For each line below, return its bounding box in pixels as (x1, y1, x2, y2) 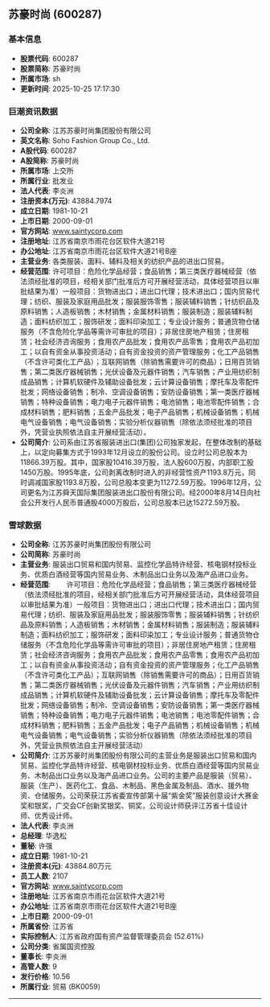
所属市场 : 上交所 (19, 166, 74, 175)
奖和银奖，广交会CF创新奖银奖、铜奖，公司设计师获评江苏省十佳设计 (19, 801, 248, 811)
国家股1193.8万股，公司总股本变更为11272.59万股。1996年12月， (41, 477, 255, 487)
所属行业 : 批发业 (19, 175, 74, 185)
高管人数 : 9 (19, 962, 58, 972)
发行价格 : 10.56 (19, 972, 71, 981)
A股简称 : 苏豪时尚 (19, 155, 80, 165)
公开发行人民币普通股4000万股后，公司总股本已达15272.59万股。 (27, 497, 245, 507)
